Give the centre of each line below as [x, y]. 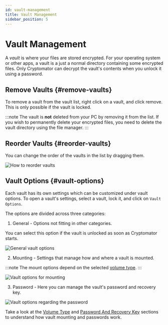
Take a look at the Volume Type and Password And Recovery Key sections [82, 311]
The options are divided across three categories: [55, 213]
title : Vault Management [31, 15]
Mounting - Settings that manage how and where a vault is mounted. [83, 258]
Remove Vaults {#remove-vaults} [59, 90]
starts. [12, 238]
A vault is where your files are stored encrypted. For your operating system [83, 58]
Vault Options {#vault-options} [55, 181]
